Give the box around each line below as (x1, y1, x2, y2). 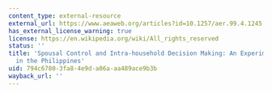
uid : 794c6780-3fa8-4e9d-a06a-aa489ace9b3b (8, 65, 158, 73)
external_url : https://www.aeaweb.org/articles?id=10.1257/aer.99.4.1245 (8, 19, 263, 27)
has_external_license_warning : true (8, 27, 132, 35)
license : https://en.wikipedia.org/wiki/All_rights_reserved (8, 34, 219, 43)
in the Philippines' (15, 57, 85, 66)
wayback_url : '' (8, 72, 63, 80)
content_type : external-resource (8, 11, 121, 20)
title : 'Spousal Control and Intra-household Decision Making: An (8, 49, 237, 57)
